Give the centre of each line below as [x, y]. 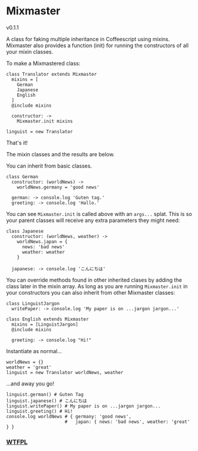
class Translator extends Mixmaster [51, 74]
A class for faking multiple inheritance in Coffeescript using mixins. [88, 39]
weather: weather [43, 252]
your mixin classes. [30, 51]
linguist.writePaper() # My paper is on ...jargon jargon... [84, 406]
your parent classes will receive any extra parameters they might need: [93, 220]
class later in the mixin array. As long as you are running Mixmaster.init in [97, 286]
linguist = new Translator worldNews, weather [65, 372]
